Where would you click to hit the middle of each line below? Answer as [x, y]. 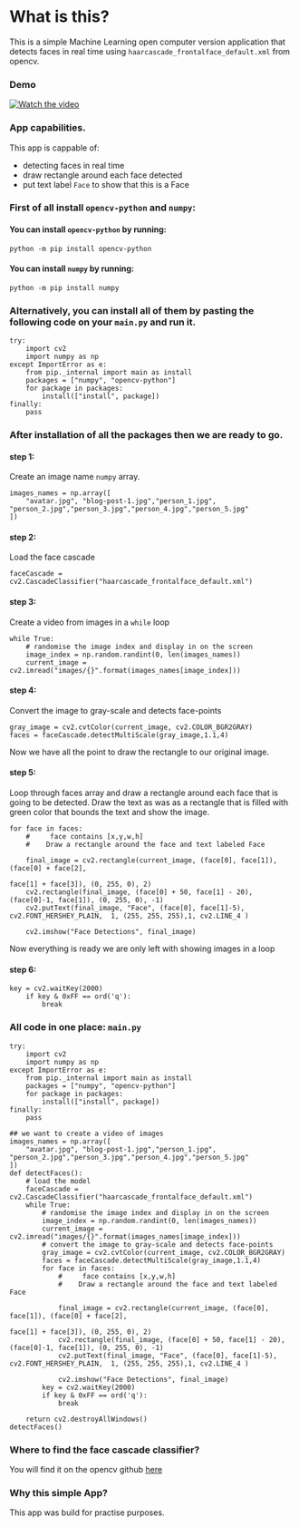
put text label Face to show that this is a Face [106, 184]
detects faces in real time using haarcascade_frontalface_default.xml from [150, 51]
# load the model [58, 1181]
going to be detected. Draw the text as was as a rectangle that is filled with [149, 802]
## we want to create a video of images [87, 1133]
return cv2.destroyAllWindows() [87, 1419]
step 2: [23, 537]
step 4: [23, 690]
